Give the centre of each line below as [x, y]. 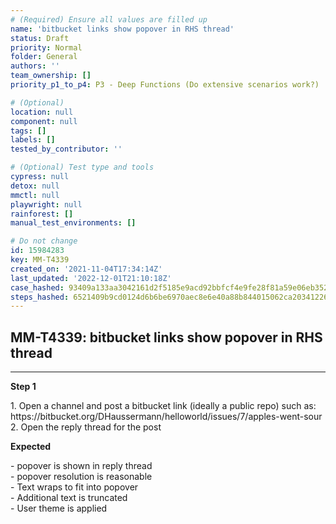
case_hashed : [37, 287]
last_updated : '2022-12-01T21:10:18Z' [91, 278]
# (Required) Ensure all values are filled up [109, 19]
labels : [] [33, 140]
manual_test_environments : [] [73, 223]
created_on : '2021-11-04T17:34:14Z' [86, 269]
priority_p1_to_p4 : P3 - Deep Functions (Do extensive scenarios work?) [165, 85]
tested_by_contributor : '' [66, 149]
